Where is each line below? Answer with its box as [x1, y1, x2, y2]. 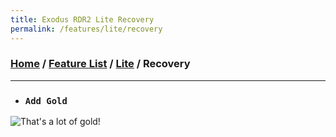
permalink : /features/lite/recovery [10, 24, 163, 34]
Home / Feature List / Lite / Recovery [10, 57, 191, 71]
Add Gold [24, 95, 68, 106]
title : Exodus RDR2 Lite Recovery [10, 14, 155, 25]
